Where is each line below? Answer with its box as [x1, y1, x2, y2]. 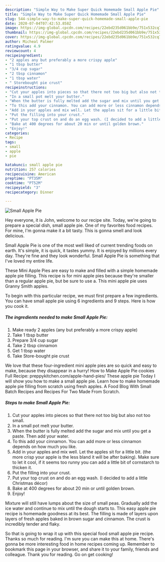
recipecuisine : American [5, 172, 56, 177]
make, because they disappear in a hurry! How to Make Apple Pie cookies [5, 367, 155, 374]
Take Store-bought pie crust [12, 353, 70, 359]
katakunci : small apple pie [5, 162, 63, 167]
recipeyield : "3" [5, 185, 41, 190]
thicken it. [12, 464, 32, 470]
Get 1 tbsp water [12, 348, 46, 354]
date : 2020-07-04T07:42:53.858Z [5, 21, 71, 26]
